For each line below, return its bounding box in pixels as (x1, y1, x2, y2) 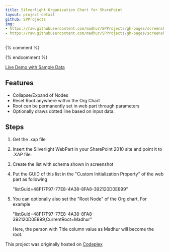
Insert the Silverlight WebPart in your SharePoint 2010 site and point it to (12, 146, 162, 152)
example (12, 201, 31, 207)
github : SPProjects (5, 17, 46, 22)
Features (5, 79, 34, 87)
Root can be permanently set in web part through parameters (12, 103, 140, 109)
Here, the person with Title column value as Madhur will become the (12, 226, 154, 232)
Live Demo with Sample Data (5, 64, 65, 70)
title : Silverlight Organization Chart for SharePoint (5, 7, 123, 13)
